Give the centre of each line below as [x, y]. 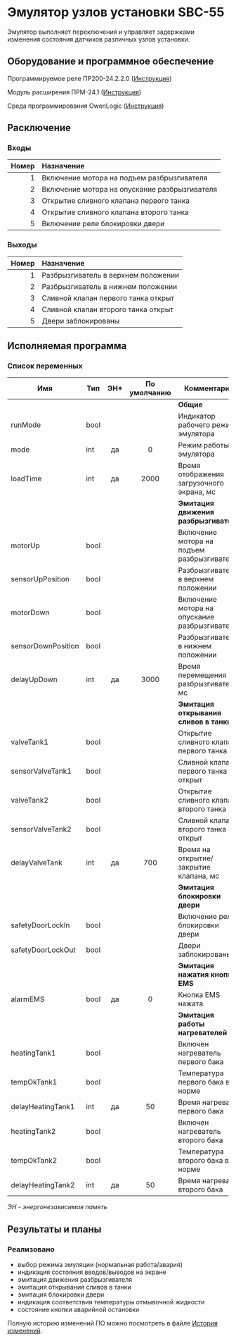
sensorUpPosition [40, 579]
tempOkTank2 [34, 1161]
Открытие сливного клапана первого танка [116, 201]
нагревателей [203, 1033]
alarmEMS [28, 999]
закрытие [194, 867]
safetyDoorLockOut [43, 950]
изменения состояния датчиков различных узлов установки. [99, 39]
